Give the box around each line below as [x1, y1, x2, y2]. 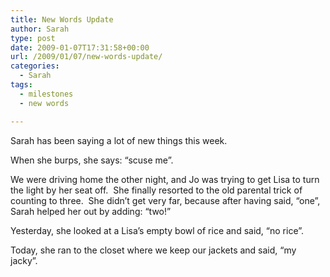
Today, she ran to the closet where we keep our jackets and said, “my [10, 244, 297, 256]
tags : [10, 80, 33, 90]
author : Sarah [10, 24, 70, 34]
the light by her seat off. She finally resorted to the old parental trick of [10, 184, 303, 196]
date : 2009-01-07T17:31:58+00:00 [10, 42, 150, 53]
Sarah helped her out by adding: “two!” [10, 205, 172, 217]
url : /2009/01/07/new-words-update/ [10, 52, 163, 62]
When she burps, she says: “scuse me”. [10, 154, 174, 166]
